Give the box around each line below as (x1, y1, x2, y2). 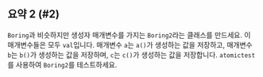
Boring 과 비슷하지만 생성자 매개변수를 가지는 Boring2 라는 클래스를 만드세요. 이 (7, 30, 251, 40)
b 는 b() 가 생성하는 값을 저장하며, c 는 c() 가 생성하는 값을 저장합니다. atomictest (7, 50, 256, 60)
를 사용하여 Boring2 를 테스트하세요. (7, 60, 118, 69)
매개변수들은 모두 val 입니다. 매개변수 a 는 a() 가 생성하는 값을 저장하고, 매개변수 (7, 40, 253, 49)
